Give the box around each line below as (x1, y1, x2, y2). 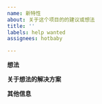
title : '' (7, 22, 36, 29)
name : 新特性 (7, 10, 41, 17)
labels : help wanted (7, 29, 66, 36)
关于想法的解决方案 (7, 75, 62, 84)
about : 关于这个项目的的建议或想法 (7, 16, 95, 23)
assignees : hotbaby (7, 35, 63, 42)
